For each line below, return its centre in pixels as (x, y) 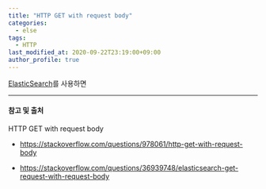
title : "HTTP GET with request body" (70, 15)
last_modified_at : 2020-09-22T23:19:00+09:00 (84, 52)
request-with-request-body (65, 176)
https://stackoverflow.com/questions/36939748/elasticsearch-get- (129, 168)
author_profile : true (44, 60)
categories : (28, 23)
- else (26, 30)
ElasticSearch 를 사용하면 (47, 83)
